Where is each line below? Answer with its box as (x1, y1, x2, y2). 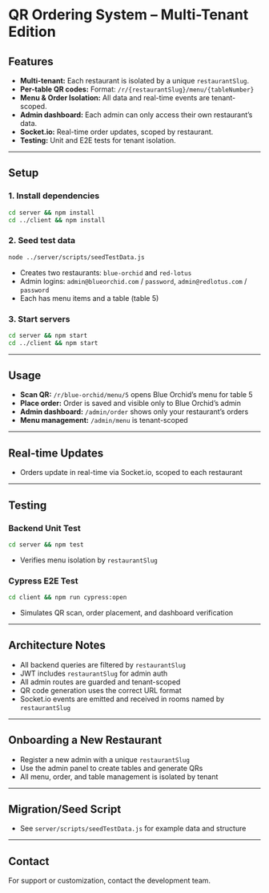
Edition (8, 22, 56, 41)
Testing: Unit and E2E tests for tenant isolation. (19, 136, 176, 145)
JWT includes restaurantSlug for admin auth (19, 668, 168, 678)
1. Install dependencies (8, 190, 100, 201)
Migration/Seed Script (8, 802, 122, 816)
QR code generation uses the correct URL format (19, 685, 182, 695)
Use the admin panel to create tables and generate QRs (19, 763, 203, 773)
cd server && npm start (8, 331, 88, 339)
